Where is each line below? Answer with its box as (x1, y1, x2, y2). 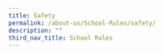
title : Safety (8, 11, 56, 20)
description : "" (8, 26, 63, 34)
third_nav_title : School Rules (8, 33, 113, 42)
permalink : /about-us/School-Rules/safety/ (8, 19, 157, 27)
